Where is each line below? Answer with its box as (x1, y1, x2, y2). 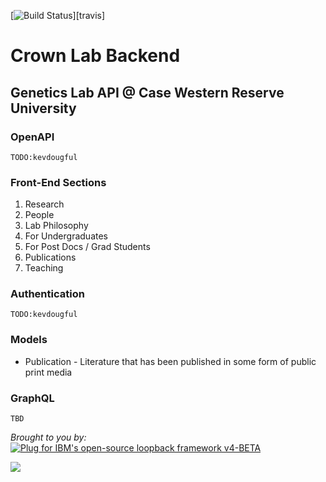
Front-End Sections (10, 175, 107, 189)
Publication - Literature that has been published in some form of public (24, 355, 317, 367)
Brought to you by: (10, 431, 87, 444)
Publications (24, 251, 77, 264)
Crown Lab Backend (10, 45, 181, 67)
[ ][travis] (10, 10, 106, 21)
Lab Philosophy (24, 220, 89, 232)
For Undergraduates (24, 230, 108, 242)
